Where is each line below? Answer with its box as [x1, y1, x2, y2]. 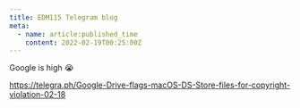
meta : [9, 21, 30, 30]
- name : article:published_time [17, 29, 139, 38]
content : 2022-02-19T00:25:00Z [25, 37, 142, 47]
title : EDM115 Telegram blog [9, 12, 118, 22]
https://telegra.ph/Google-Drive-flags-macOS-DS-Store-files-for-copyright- [9, 79, 291, 90]
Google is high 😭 [9, 62, 74, 73]
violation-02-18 [9, 89, 66, 100]
